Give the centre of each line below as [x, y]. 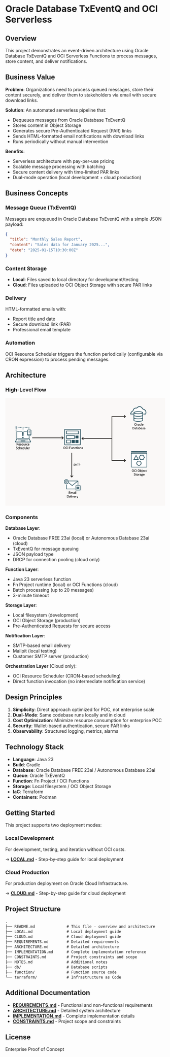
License [18, 1037]
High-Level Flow [26, 390]
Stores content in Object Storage [47, 125]
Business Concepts [37, 193]
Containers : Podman [35, 797]
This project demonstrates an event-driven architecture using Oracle [77, 50]
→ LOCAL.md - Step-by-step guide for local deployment [64, 859]
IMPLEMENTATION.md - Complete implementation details [74, 1016]
